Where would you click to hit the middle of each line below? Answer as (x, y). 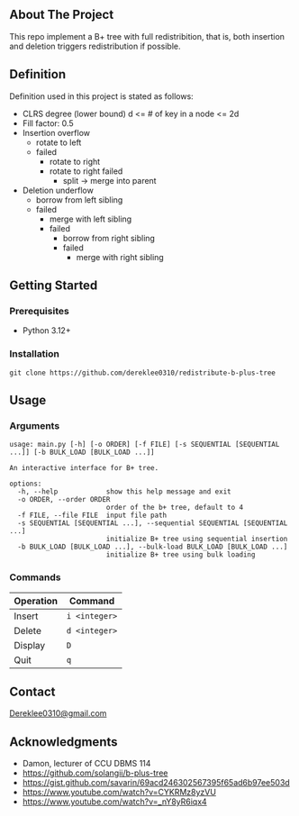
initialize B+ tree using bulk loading (181, 555)
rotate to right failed (86, 171)
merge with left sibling (91, 219)
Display (30, 645)
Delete (28, 630)
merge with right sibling (120, 257)
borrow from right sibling (109, 238)
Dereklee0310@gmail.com (58, 713)
